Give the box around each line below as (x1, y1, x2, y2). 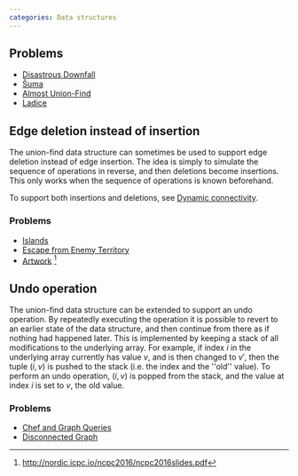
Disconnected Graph (21, 432, 98, 442)
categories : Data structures (9, 12, 117, 22)
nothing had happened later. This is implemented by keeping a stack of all (9, 333, 279, 344)
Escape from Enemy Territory (21, 244, 130, 255)
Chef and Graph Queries (21, 423, 113, 433)
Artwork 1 (21, 254, 58, 266)
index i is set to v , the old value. (9, 380, 125, 391)
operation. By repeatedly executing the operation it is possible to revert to (9, 314, 278, 325)
